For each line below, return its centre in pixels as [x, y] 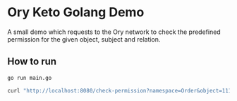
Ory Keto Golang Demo [76, 12]
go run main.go [30, 78]
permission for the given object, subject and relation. [84, 39]
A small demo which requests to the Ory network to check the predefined [114, 32]
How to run [32, 62]
